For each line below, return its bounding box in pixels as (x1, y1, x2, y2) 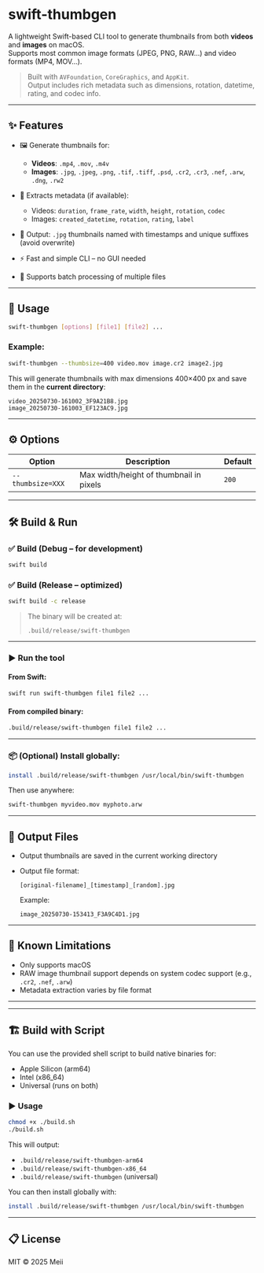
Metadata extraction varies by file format (19, 985, 152, 994)
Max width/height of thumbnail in (79, 469, 202, 481)
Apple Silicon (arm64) (19, 1063, 91, 1073)
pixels (79, 479, 102, 490)
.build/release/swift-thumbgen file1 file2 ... (8, 724, 167, 732)
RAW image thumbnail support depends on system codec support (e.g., (19, 968, 252, 978)
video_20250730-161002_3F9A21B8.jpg (8, 397, 128, 405)
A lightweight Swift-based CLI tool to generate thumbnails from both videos (8, 32, 254, 41)
